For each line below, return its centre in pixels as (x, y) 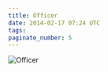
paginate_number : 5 (40, 38)
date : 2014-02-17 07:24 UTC (54, 23)
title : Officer (33, 15)
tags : (17, 30)
